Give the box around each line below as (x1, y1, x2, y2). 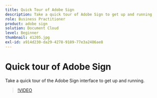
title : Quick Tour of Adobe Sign (5, 7, 75, 12)
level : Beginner (5, 30, 39, 35)
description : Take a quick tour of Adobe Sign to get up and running (5, 12, 153, 17)
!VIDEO (17, 87, 32, 93)
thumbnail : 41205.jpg (5, 35, 50, 40)
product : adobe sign (5, 21, 48, 26)
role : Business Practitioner (5, 16, 66, 21)
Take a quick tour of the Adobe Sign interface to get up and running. (5, 78, 145, 84)
